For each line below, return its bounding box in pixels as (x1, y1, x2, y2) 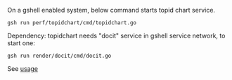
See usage (7, 65, 39, 72)
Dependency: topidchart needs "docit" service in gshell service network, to (7, 31, 226, 40)
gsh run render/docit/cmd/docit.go (7, 52, 112, 59)
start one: (7, 39, 35, 47)
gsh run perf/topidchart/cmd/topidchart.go (7, 19, 137, 26)
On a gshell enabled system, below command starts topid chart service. (7, 6, 216, 14)
